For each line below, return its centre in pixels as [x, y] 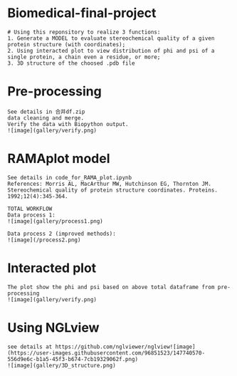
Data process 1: [31, 215]
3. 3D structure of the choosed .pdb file [71, 63]
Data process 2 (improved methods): [62, 234]
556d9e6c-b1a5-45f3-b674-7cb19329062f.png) [73, 359]
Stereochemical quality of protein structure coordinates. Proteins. [113, 190]
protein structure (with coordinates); [67, 44]
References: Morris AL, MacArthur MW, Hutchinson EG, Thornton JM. [110, 184]
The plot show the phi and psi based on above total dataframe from [111, 287]
